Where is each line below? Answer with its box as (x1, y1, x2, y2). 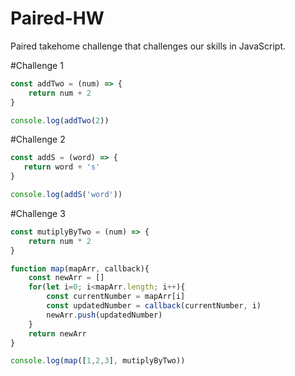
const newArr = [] (28, 273, 105, 283)
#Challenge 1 (10, 59, 64, 71)
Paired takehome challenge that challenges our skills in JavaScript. (10, 40, 287, 52)
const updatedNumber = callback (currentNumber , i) (46, 301, 262, 311)
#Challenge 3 (10, 207, 66, 219)
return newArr (28, 328, 87, 339)
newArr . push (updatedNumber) (46, 310, 163, 320)
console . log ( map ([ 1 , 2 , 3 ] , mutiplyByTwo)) (10, 356, 186, 366)
